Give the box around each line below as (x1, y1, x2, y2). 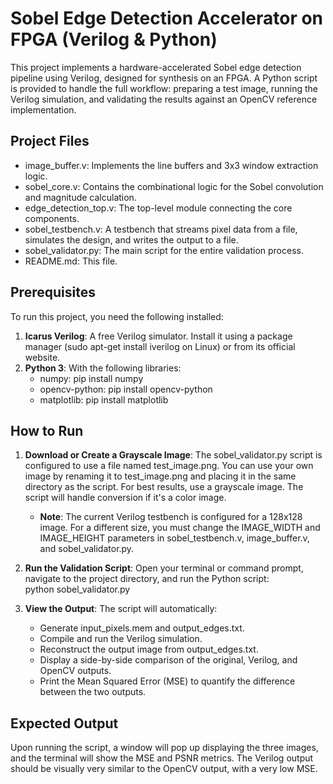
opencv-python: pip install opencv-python (39, 383, 213, 395)
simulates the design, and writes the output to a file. (24, 233, 239, 246)
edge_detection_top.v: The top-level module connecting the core (24, 202, 293, 214)
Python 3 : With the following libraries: (24, 362, 182, 374)
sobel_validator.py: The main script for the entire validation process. (24, 244, 304, 256)
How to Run (10, 422, 84, 439)
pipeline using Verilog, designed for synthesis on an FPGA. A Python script (10, 72, 318, 84)
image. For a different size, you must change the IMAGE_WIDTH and (39, 522, 321, 534)
